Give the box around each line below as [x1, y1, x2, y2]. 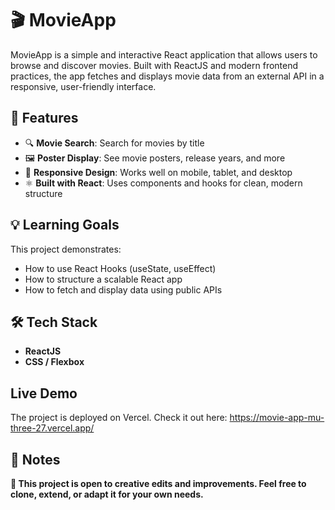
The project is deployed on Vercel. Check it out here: [10, 412, 228, 424]
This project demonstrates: [10, 243, 122, 255]
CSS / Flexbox [24, 356, 85, 368]
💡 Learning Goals [10, 217, 120, 234]
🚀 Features [10, 110, 79, 127]
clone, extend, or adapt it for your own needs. [10, 488, 204, 500]
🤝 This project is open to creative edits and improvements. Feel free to [10, 478, 307, 489]
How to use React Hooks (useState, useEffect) [24, 262, 217, 274]
